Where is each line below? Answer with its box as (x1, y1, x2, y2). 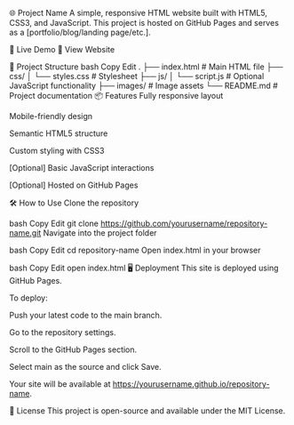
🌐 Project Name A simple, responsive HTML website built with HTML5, (9, 8, 268, 18)
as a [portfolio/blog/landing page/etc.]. (9, 27, 151, 37)
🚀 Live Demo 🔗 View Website (9, 44, 115, 54)
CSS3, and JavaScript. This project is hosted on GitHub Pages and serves (9, 18, 280, 28)
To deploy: (9, 293, 48, 303)
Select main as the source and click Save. (9, 362, 162, 372)
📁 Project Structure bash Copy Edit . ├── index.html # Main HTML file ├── (9, 61, 284, 72)
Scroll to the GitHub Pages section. (9, 344, 138, 355)
